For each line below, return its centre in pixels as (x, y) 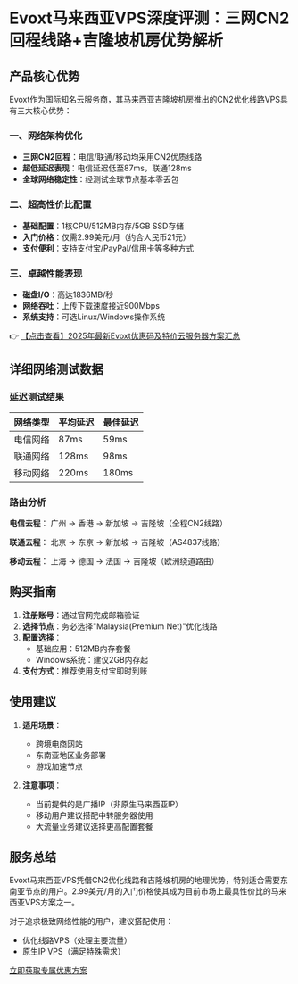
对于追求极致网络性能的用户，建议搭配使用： (91, 922)
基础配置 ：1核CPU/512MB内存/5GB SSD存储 (103, 226)
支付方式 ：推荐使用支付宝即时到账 (85, 671)
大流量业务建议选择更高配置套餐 (94, 826)
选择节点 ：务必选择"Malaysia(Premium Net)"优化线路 (120, 626)
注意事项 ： (42, 785)
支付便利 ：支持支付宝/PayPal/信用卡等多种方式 (108, 248)
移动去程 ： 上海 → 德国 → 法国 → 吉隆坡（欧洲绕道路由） (114, 561)
